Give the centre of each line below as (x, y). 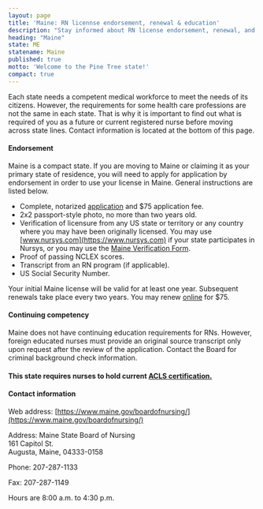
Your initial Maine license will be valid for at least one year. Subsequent (123, 288)
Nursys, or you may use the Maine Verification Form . (105, 248)
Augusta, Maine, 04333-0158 (56, 451)
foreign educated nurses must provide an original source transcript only (125, 341)
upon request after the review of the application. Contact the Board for (122, 350)
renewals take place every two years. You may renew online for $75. (119, 297)
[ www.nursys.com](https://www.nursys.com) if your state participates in (137, 240)
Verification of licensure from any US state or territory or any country (131, 223)
